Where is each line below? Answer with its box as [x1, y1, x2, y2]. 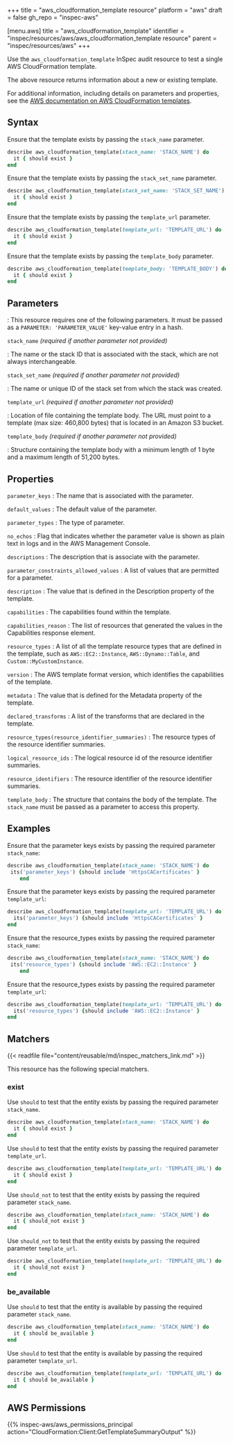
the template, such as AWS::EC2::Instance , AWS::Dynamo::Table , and [7, 649, 200, 658]
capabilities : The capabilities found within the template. [7, 608, 171, 616]
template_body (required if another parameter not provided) [7, 432, 177, 440]
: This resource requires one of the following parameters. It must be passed [7, 316, 223, 324]
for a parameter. [7, 573, 53, 582]
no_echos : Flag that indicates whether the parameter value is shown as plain [7, 531, 225, 540]
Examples [7, 823, 51, 835]
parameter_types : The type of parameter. [7, 518, 125, 526]
